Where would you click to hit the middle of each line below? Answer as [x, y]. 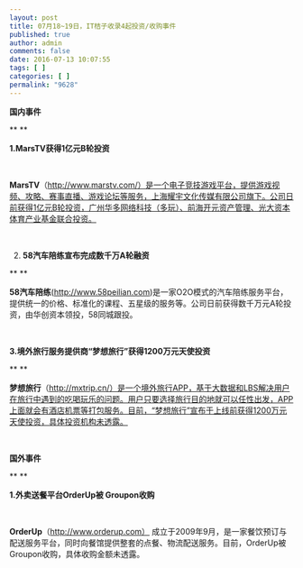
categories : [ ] [40, 77]
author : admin [36, 43]
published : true [40, 34]
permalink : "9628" [44, 85]
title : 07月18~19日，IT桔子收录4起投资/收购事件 [93, 26]
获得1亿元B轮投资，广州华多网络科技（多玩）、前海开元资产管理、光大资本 [153, 207]
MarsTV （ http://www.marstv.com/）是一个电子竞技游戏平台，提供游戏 [141, 185]
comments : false [40, 51]
